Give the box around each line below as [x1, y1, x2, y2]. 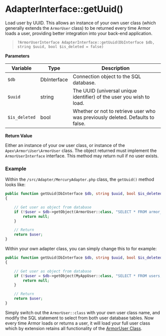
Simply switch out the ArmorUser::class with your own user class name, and [5, 309, 161, 315]
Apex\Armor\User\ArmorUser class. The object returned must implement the [5, 147, 157, 153]
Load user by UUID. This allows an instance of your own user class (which [5, 20, 156, 26]
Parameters [5, 53, 30, 59]
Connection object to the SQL [72, 73, 142, 80]
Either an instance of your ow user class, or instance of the [5, 142, 125, 148]
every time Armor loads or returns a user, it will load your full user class [5, 320, 151, 326]
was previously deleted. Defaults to [72, 114, 155, 121]
